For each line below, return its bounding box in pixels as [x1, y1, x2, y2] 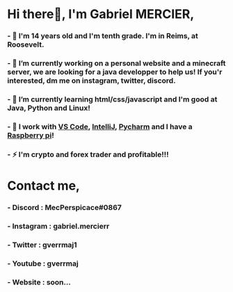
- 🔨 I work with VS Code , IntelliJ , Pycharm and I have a [7, 122, 193, 131]
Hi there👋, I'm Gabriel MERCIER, [7, 6, 195, 22]
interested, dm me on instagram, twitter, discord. [7, 76, 176, 86]
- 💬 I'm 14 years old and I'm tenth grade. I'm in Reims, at [7, 31, 198, 41]
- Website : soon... [7, 277, 71, 287]
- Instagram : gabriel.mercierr [7, 221, 110, 231]
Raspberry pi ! [7, 130, 54, 140]
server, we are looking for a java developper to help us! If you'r [7, 67, 223, 77]
